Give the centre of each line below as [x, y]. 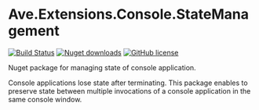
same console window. [45, 99]
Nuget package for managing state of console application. [102, 67]
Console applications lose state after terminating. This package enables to [128, 83]
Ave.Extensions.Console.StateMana [129, 14]
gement [34, 31]
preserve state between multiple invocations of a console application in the [129, 90]
